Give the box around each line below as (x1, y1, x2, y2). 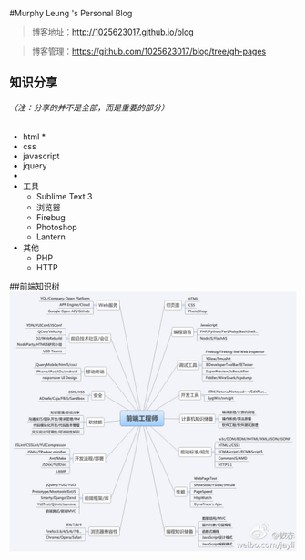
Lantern (36, 231, 66, 242)
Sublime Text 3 (36, 190, 93, 201)
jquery (22, 159, 47, 171)
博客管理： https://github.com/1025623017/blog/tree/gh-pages (31, 46, 267, 56)
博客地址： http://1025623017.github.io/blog (31, 26, 194, 37)
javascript (22, 150, 60, 161)
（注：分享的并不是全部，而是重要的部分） (9, 102, 169, 113)
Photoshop (36, 221, 77, 232)
